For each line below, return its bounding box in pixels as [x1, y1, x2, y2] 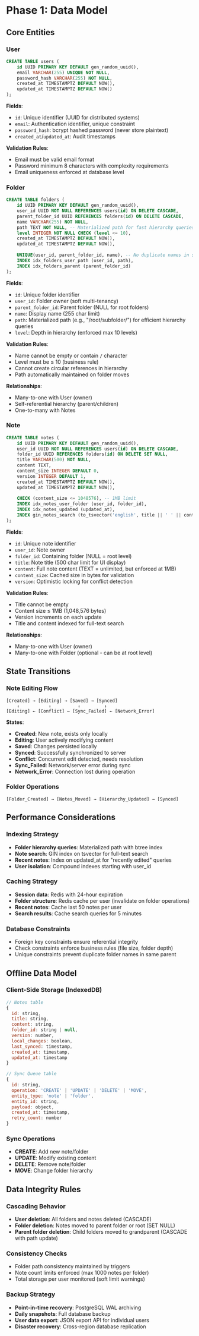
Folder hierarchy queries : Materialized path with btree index [14, 843, 163, 850]
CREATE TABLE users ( [6, 58, 60, 64]
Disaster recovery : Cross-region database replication [14, 1323, 146, 1330]
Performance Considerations [6, 812, 115, 823]
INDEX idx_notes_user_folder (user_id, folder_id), [17, 501, 147, 507]
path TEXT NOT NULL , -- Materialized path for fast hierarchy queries [17, 224, 195, 231]
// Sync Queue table [6, 1071, 57, 1077]
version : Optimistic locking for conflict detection [14, 578, 133, 585]
